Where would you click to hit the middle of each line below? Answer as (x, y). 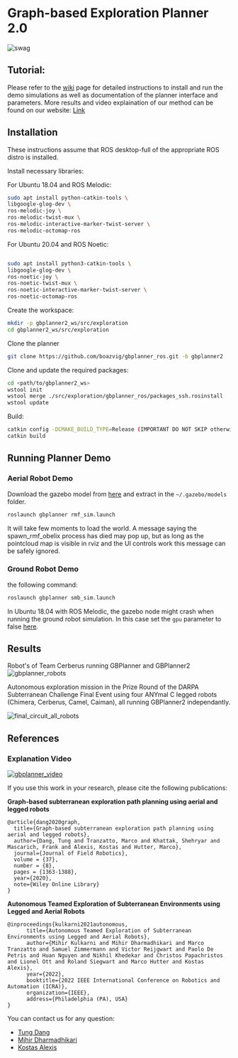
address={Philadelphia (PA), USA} (77, 999)
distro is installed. (33, 157)
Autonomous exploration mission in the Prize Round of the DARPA (103, 687)
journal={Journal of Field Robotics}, (71, 854)
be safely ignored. (34, 551)
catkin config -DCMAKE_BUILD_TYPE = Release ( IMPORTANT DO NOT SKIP (107, 429)
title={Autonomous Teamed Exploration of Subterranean (109, 931)
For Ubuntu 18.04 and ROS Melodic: (59, 185)
